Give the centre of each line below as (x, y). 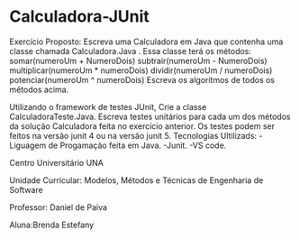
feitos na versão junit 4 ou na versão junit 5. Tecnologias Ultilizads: (133, 135)
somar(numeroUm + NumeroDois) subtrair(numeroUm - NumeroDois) (138, 60)
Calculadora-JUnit (80, 17)
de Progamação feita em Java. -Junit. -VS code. (137, 145)
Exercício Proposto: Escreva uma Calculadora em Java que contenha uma (146, 41)
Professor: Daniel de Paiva (59, 207)
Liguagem (28, 145)
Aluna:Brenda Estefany (52, 225)
